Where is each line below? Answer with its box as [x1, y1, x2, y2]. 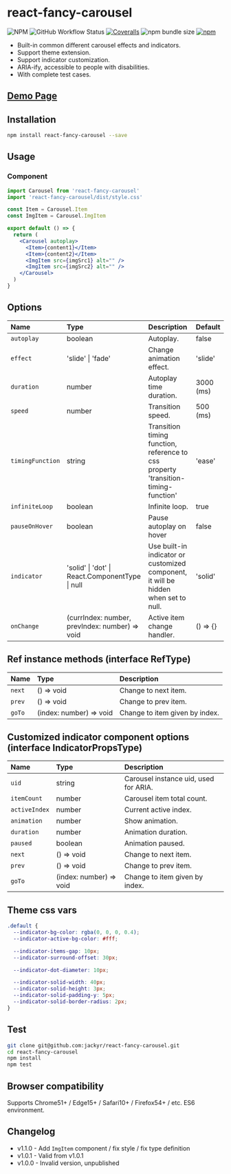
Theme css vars [7, 904, 77, 916]
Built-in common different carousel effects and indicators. [16, 41, 181, 49]
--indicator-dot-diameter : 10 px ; [13, 967, 109, 974]
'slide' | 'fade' [66, 353, 111, 363]
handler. [148, 630, 175, 639]
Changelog [7, 1126, 56, 1137]
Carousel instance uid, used [124, 774, 214, 783]
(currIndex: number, [66, 612, 132, 622]
